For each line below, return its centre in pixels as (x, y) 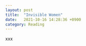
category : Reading (25, 24)
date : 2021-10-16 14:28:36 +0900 (43, 19)
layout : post (19, 10)
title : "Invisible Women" (34, 15)
